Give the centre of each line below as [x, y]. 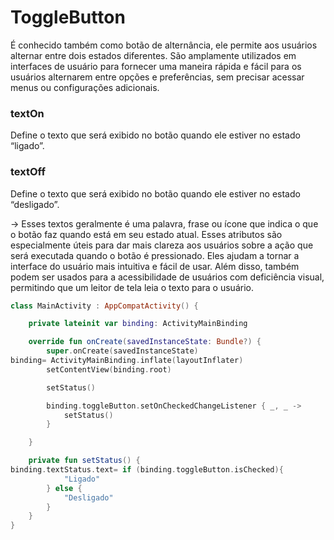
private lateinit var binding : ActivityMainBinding [138, 324]
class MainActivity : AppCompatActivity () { [104, 306]
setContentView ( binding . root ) [109, 369]
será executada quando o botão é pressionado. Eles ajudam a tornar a [155, 255]
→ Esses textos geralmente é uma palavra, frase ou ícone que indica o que [164, 223]
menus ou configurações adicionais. [85, 87]
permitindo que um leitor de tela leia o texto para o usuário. [132, 287]
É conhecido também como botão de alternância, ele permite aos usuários [164, 45]
